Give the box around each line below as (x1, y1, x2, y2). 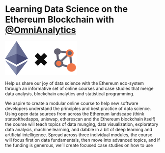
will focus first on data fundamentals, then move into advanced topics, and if (5, 137, 160, 143)
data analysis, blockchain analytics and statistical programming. (5, 90, 135, 97)
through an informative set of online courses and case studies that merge (5, 85, 154, 91)
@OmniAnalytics (5, 25, 76, 36)
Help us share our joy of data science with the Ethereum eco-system (5, 80, 144, 86)
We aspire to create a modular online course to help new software (5, 100, 138, 106)
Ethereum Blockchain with (5, 14, 114, 25)
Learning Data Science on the (5, 3, 128, 15)
